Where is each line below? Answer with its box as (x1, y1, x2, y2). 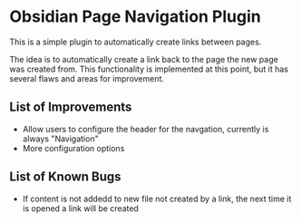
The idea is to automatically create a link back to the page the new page (9, 53, 278, 64)
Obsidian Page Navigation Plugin (9, 6, 261, 27)
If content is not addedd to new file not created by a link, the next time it (22, 193, 292, 204)
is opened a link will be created (22, 202, 139, 214)
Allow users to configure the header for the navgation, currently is (22, 123, 269, 134)
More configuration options (22, 142, 125, 153)
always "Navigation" (22, 133, 99, 144)
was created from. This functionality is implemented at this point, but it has (9, 63, 288, 74)
